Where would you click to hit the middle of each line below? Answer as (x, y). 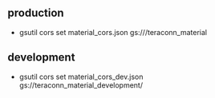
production (36, 13)
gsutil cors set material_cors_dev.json (81, 76)
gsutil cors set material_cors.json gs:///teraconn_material (113, 32)
